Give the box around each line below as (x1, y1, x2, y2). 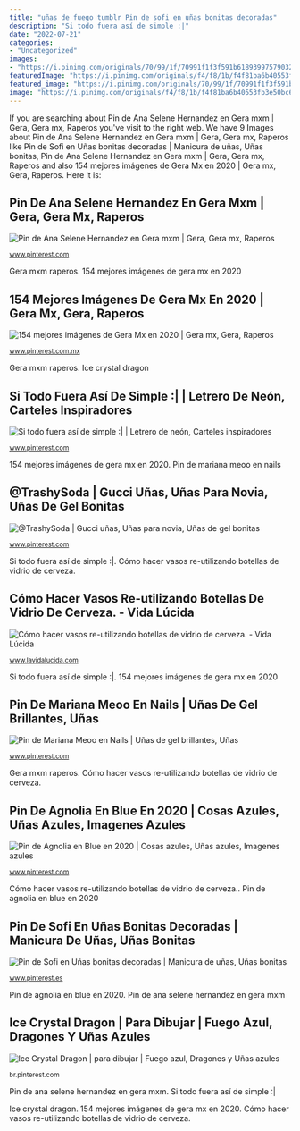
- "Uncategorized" (9, 46, 78, 55)
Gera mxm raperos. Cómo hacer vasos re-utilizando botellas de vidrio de (9, 768, 278, 779)
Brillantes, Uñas (9, 711, 100, 726)
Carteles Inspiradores (9, 402, 133, 418)
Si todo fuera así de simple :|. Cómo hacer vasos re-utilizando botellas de (9, 555, 279, 566)
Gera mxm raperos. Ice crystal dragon (9, 363, 149, 374)
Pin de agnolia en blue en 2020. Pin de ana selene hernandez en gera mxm (9, 990, 286, 1000)
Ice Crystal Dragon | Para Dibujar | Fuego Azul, (9, 1016, 273, 1031)
